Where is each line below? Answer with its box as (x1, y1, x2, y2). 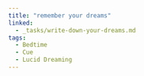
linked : (8, 19, 34, 27)
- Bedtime (15, 41, 47, 49)
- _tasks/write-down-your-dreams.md (15, 26, 136, 34)
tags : (8, 33, 26, 42)
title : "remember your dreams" (8, 11, 112, 20)
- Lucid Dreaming (15, 56, 73, 64)
